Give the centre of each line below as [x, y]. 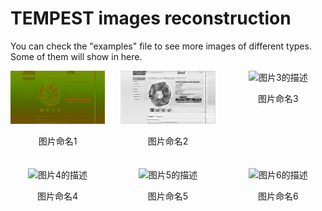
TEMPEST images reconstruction [151, 18]
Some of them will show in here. [76, 56]
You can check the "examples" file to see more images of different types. [161, 46]
